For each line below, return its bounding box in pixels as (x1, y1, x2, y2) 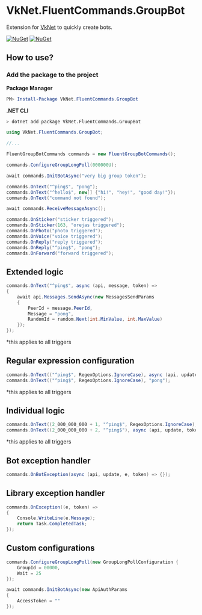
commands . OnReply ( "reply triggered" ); (6, 239, 103, 245)
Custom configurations (6, 543, 95, 554)
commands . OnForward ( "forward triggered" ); (6, 250, 114, 256)
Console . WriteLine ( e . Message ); (17, 515, 96, 521)
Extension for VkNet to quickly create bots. (6, 23, 113, 31)
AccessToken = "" (17, 598, 61, 604)
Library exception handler (6, 488, 105, 498)
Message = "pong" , (28, 311, 74, 317)
